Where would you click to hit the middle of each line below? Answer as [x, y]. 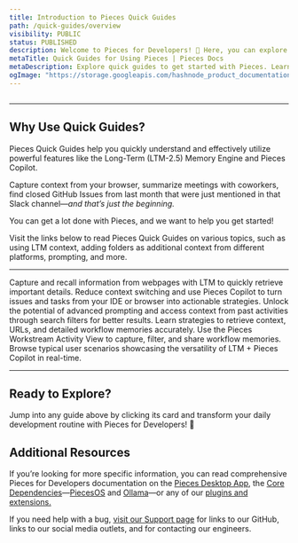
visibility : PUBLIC [45, 34]
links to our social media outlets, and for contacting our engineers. [130, 529]
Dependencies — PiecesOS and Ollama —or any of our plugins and [129, 492]
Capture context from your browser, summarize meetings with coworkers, [144, 185]
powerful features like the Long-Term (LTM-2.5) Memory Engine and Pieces [147, 158]
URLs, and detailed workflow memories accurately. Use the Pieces [131, 329]
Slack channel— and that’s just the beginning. [92, 203]
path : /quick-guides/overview [65, 26]
